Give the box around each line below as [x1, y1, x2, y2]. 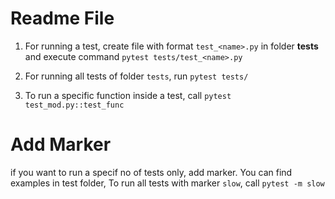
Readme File [10, 7, 115, 30]
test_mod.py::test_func [24, 100, 125, 110]
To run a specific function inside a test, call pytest [24, 89, 232, 101]
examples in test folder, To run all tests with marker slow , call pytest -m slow [10, 177, 325, 189]
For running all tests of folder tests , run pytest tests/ [24, 70, 249, 82]
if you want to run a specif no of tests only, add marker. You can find [10, 166, 293, 178]
